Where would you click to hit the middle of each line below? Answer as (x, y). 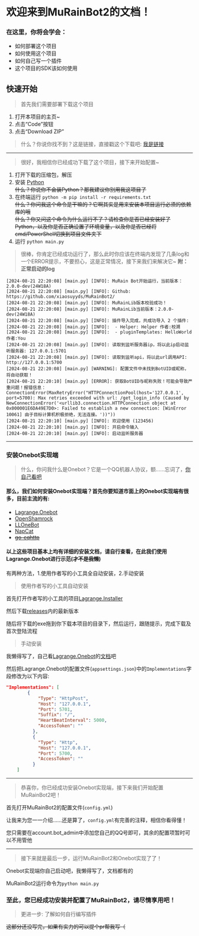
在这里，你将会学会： (36, 32)
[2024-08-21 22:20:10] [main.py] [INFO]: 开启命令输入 (73, 427)
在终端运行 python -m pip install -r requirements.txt (83, 197)
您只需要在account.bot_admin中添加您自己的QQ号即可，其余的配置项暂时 (96, 833)
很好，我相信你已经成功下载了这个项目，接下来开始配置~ (90, 162)
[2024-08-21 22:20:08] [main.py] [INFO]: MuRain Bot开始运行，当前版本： (94, 281)
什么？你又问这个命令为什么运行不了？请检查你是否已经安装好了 (92, 219)
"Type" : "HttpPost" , (63, 698)
